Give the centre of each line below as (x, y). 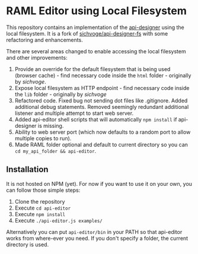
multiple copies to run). (43, 138)
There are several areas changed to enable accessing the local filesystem (96, 51)
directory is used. (28, 245)
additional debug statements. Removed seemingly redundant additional (102, 107)
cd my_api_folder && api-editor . (55, 151)
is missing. (51, 126)
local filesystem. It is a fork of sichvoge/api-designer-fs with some (87, 33)
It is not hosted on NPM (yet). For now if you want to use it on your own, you (99, 184)
